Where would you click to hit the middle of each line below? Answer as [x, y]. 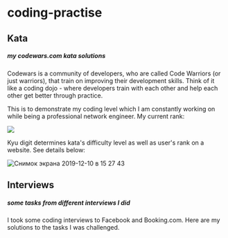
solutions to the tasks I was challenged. [63, 227]
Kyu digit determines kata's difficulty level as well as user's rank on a [106, 143]
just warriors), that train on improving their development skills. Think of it [111, 80]
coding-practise [55, 13]
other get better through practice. [55, 95]
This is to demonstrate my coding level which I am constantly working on [111, 109]
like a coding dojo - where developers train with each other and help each [113, 88]
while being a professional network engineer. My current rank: [96, 116]
